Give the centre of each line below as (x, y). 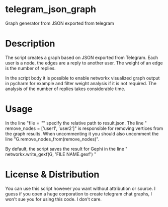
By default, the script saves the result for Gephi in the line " (66, 149)
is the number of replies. (31, 68)
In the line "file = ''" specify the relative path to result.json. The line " (76, 123)
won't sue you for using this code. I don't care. (54, 199)
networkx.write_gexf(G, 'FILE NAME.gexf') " (51, 154)
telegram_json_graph (51, 9)
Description (30, 44)
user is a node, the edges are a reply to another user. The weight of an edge (84, 63)
